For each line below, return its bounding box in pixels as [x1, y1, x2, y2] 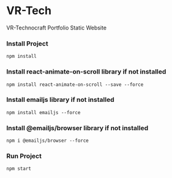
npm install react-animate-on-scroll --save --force [6, 81, 144, 88]
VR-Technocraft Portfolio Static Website [6, 24, 107, 31]
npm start [6, 166, 32, 172]
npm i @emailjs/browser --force [6, 137, 89, 144]
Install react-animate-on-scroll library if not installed [6, 68, 166, 76]
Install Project [6, 39, 48, 48]
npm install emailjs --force [6, 109, 81, 115]
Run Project [6, 152, 42, 160]
